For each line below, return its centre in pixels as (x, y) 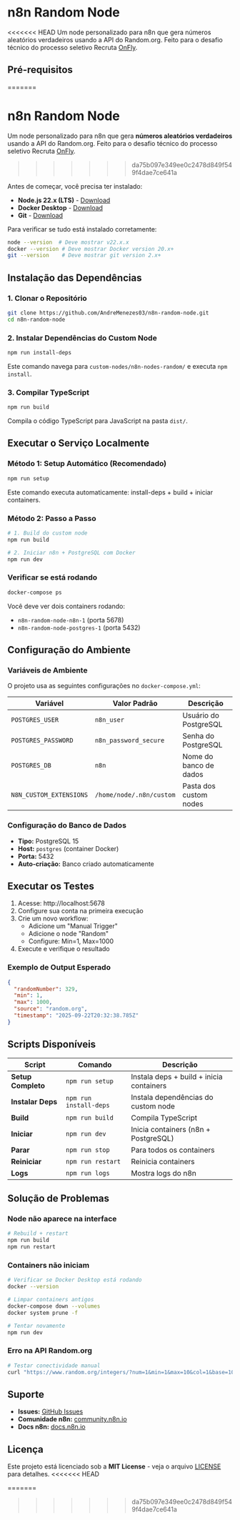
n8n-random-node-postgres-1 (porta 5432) (79, 627)
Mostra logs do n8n (164, 1173)
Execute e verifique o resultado (64, 949)
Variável (50, 703)
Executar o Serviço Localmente (79, 443)
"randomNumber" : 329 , (46, 989)
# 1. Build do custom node (47, 533)
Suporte (26, 1394)
